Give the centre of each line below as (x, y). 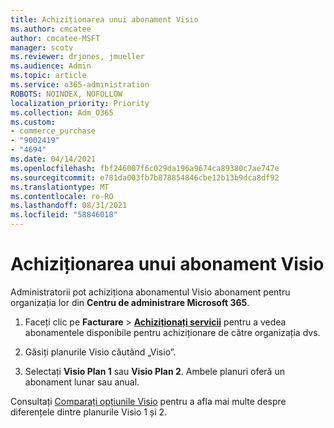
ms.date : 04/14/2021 (53, 159)
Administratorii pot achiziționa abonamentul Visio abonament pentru (150, 292)
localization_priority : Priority (80, 103)
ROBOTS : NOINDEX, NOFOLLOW (66, 94)
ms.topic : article (48, 76)
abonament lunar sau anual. (82, 382)
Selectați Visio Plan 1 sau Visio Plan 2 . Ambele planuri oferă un (154, 371)
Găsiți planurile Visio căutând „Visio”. (100, 352)
